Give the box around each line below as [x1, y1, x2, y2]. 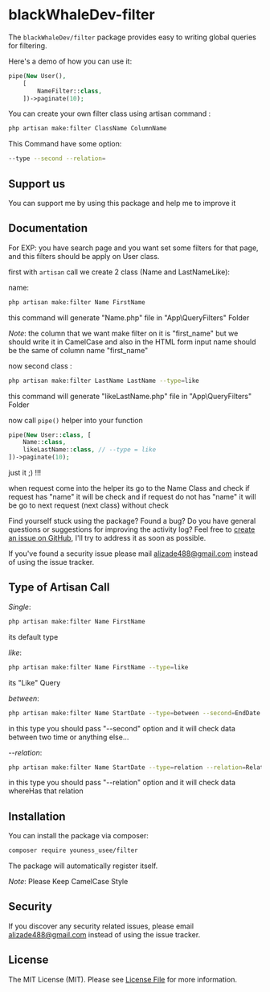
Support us [8, 177, 66, 191]
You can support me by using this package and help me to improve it [8, 199, 236, 208]
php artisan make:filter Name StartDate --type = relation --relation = [8, 763, 247, 772]
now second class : [8, 360, 72, 371]
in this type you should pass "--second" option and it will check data [8, 723, 235, 733]
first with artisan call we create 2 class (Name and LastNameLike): [8, 267, 231, 277]
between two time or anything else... [8, 732, 129, 742]
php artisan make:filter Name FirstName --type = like [8, 663, 189, 671]
